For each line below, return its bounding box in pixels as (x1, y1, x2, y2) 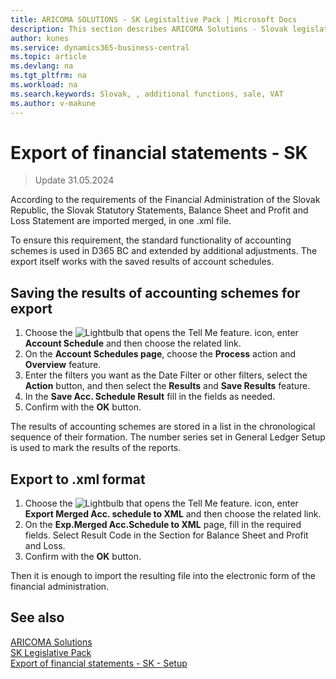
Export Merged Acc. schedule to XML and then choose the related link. (24, 508, 322, 520)
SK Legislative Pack (10, 646, 92, 658)
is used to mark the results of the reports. (10, 442, 182, 454)
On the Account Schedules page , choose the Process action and (24, 348, 297, 360)
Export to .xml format (10, 471, 146, 488)
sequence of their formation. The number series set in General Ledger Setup (10, 431, 326, 443)
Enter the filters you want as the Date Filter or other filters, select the (24, 369, 308, 381)
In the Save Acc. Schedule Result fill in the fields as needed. (24, 391, 276, 403)
